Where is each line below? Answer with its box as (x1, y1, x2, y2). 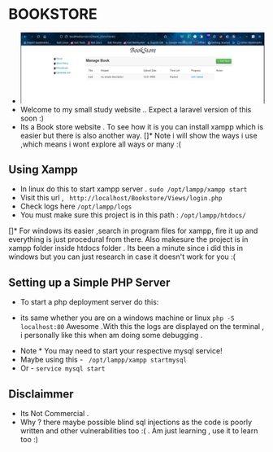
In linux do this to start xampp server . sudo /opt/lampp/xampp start (19, 184, 248, 194)
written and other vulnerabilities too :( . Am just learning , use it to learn (19, 426, 258, 436)
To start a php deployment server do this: (19, 297, 159, 307)
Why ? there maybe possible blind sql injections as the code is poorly (19, 417, 253, 428)
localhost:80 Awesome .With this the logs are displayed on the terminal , (19, 322, 265, 331)
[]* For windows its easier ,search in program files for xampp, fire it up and (8, 226, 258, 236)
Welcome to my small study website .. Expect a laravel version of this (19, 104, 252, 114)
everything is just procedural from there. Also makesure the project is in (8, 235, 249, 244)
